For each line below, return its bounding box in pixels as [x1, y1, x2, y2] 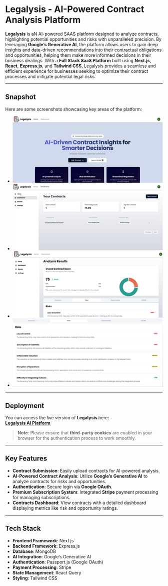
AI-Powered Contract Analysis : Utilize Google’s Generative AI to [12, 473, 148, 479]
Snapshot [5, 93, 36, 101]
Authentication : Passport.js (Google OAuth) [12, 559, 103, 565]
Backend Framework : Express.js [12, 543, 80, 549]
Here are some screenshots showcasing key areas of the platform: [5, 106, 142, 112]
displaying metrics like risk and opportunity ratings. [12, 505, 118, 511]
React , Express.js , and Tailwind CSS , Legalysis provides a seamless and [5, 63, 156, 69]
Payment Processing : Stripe [12, 564, 71, 570]
